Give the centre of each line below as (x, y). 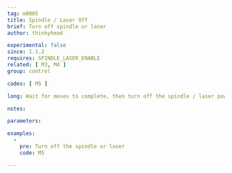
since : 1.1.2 (26, 52)
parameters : (24, 121)
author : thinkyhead (35, 33)
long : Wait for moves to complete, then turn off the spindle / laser (111, 96)
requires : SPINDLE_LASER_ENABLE (54, 58)
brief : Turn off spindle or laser (57, 26)
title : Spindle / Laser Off (48, 20)
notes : (17, 109)
